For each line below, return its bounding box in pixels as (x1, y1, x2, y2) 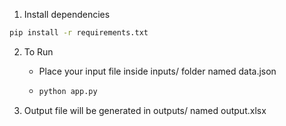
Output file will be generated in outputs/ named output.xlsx (23, 104, 267, 116)
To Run (23, 45, 54, 58)
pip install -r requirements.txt (9, 28, 149, 38)
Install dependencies (23, 9, 111, 20)
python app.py (38, 86, 98, 96)
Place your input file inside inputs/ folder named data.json (38, 65, 277, 77)
